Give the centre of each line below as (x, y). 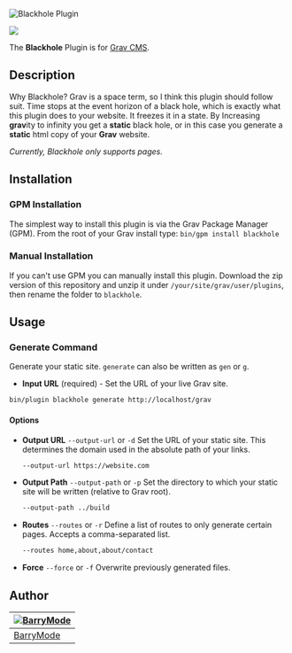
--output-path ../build (66, 508)
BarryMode (37, 635)
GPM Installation (46, 205)
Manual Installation (51, 256)
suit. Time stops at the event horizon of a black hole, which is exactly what (145, 105)
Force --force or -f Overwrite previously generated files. (126, 568)
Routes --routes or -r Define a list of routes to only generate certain (147, 525)
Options (24, 420)
